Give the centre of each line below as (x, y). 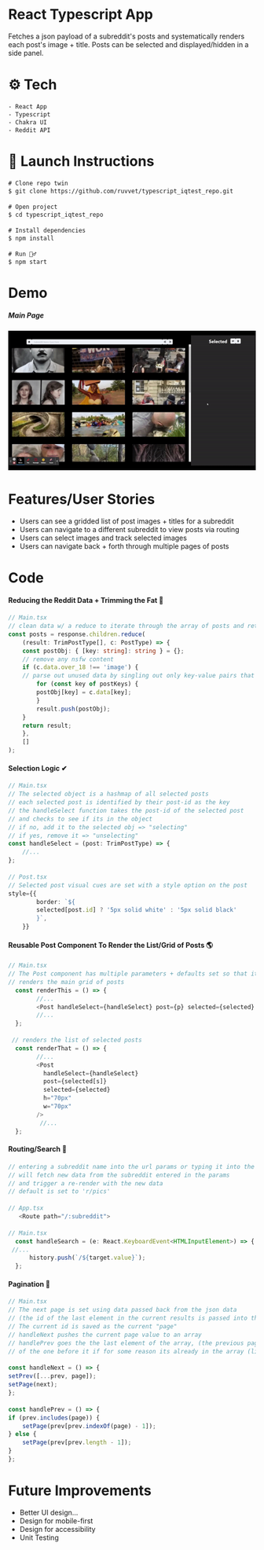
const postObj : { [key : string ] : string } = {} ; (103, 651)
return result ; (47, 725)
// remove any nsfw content (68, 659)
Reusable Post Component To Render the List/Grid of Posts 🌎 (111, 945)
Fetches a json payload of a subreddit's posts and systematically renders (126, 36)
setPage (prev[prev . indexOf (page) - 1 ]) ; (89, 1426)
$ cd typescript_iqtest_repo (56, 215)
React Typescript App (81, 15)
